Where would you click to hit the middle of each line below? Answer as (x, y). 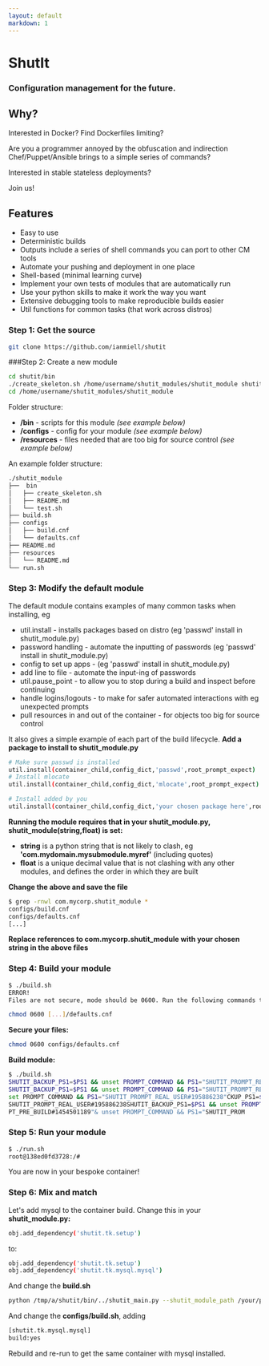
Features (31, 213)
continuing (38, 689)
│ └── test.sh (35, 508)
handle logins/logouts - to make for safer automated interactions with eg (139, 697)
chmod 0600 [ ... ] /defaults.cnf (60, 1015)
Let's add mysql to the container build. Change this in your (105, 1210)
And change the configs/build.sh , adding (77, 1316)
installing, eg (29, 614)
